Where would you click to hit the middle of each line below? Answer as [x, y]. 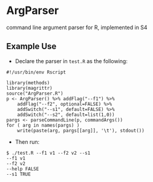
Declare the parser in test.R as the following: [71, 61]
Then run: [27, 142]
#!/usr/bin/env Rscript [36, 72]
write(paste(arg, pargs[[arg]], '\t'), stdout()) [81, 130]
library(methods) [28, 83]
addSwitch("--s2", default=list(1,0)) [66, 115]
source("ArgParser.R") [35, 93]
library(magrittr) [29, 88]
